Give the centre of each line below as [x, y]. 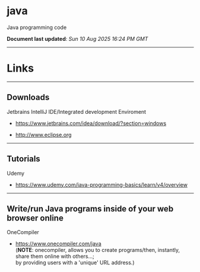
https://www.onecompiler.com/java [58, 244]
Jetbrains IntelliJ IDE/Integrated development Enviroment [77, 111]
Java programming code [37, 27]
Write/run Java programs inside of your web [90, 209]
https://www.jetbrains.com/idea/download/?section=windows [91, 123]
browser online [35, 218]
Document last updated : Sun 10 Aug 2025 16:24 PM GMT [77, 39]
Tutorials [23, 159]
